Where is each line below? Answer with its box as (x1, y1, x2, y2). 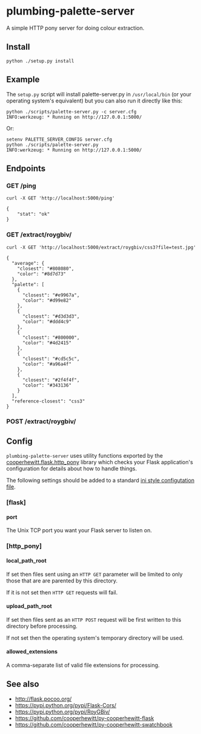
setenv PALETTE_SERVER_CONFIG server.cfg (6, 136, 113, 142)
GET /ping (6, 181, 36, 190)
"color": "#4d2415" (22, 339, 71, 346)
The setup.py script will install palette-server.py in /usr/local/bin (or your (6, 90, 192, 98)
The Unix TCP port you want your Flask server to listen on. (6, 527, 153, 534)
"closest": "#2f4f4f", (22, 377, 80, 383)
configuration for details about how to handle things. (6, 465, 137, 472)
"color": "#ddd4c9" (22, 318, 71, 325)
